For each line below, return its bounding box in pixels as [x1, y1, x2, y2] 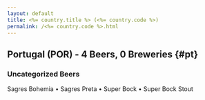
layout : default [7, 10, 54, 17]
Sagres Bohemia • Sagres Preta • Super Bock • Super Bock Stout [7, 85, 193, 93]
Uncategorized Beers [7, 69, 80, 79]
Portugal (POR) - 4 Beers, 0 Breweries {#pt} [7, 48, 199, 60]
